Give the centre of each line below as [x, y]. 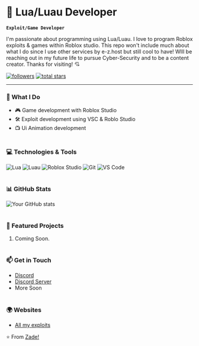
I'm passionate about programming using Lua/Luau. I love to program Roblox [99, 39]
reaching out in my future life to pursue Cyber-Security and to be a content [98, 58]
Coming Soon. [32, 238]
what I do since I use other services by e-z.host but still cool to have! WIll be [99, 51]
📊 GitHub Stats [29, 189]
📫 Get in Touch [29, 261]
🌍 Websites [24, 310]
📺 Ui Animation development [50, 128]
